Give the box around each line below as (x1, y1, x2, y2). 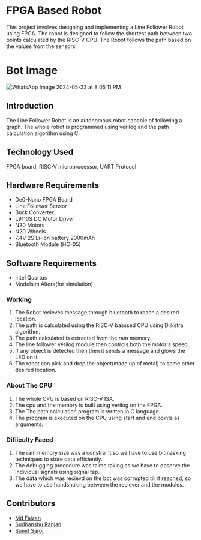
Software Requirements (6, 258, 97, 268)
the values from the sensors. (6, 43, 77, 50)
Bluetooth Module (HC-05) (14, 241, 81, 248)
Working (6, 295, 32, 304)
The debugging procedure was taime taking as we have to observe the (14, 462, 190, 469)
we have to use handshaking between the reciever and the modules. (14, 481, 184, 488)
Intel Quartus (14, 274, 47, 281)
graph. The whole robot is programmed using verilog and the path (6, 123, 169, 130)
